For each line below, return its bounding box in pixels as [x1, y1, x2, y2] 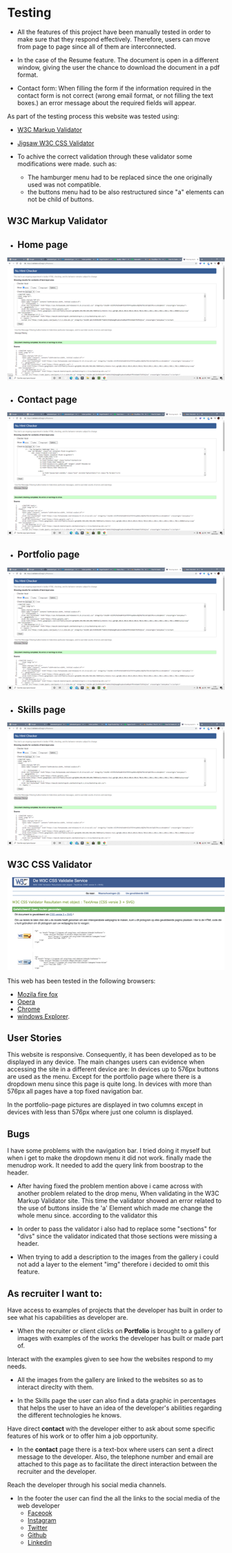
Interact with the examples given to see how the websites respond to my [7, 1354, 213, 1363]
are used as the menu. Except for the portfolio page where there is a [7, 1073, 202, 1081]
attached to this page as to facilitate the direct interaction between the [17, 1460, 217, 1468]
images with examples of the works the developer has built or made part [17, 1334, 224, 1342]
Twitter [27, 1523, 48, 1532]
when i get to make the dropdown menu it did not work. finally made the [7, 1154, 212, 1162]
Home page [17, 239, 68, 251]
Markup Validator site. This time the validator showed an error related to [17, 1197, 222, 1205]
